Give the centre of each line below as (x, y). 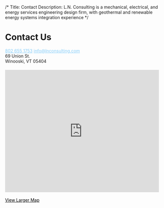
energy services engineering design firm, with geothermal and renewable (79, 12)
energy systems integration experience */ (47, 17)
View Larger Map (22, 200)
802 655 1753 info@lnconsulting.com (43, 50)
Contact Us (28, 37)
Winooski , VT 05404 (26, 61)
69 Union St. (18, 56)
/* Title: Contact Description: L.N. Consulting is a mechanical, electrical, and (82, 7)
